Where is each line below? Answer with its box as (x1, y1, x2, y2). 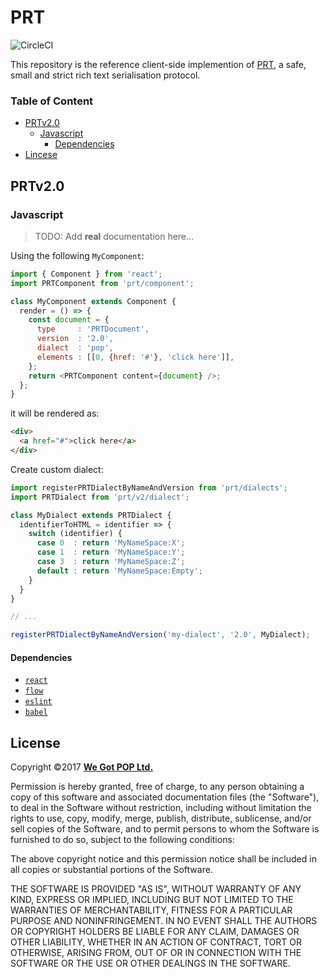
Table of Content (10, 94, 94, 108)
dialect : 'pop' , (36, 343, 114, 353)
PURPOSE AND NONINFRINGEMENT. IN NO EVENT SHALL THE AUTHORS (10, 915, 318, 927)
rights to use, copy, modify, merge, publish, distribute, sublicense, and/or (10, 812, 312, 825)
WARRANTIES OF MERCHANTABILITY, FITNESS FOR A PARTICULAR (10, 904, 293, 916)
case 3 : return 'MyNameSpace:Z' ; (36, 557, 186, 567)
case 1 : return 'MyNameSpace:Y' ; (36, 547, 186, 558)
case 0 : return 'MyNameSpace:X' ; (36, 538, 186, 548)
